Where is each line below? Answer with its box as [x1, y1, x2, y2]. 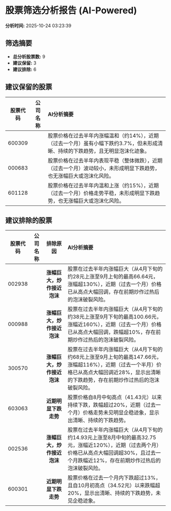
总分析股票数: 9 [12, 53, 46, 59]
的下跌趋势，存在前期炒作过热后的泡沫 [67, 377, 159, 384]
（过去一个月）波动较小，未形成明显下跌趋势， [47, 165, 160, 172]
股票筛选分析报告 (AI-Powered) [5, 5, 137, 16]
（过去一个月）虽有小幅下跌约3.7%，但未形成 [47, 140, 158, 147]
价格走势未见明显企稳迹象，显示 [82, 409, 159, 416]
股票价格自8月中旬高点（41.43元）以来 [67, 394, 162, 401]
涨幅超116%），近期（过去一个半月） [67, 361, 157, 368]
